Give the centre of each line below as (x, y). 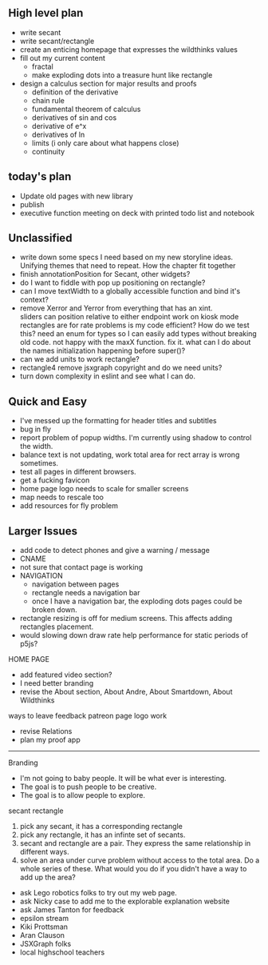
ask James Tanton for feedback (72, 910)
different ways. (44, 852)
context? (34, 300)
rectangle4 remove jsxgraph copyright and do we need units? (121, 368)
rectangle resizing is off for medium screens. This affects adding (126, 619)
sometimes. (39, 463)
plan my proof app (50, 740)
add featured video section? (66, 675)
